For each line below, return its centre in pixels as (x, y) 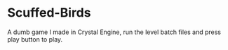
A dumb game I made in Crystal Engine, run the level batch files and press (114, 32)
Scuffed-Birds (49, 13)
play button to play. (35, 39)
